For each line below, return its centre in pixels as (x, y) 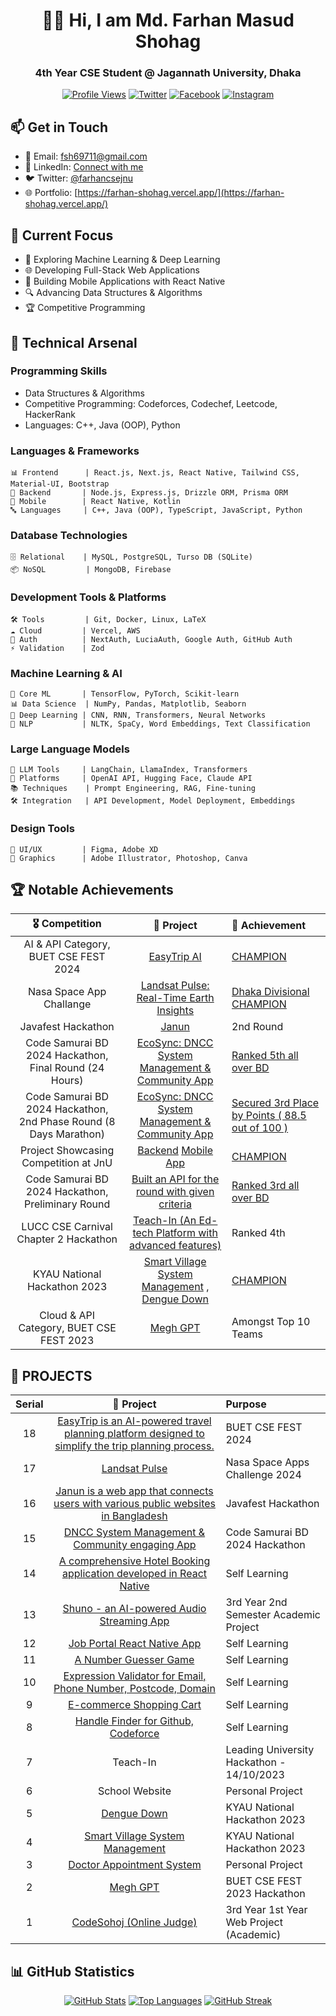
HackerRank (50, 414)
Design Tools (42, 829)
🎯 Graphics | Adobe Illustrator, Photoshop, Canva (129, 858)
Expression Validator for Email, (135, 1676)
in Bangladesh (134, 1516)
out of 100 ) (260, 1128)
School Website (134, 1791)
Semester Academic (273, 1615)
